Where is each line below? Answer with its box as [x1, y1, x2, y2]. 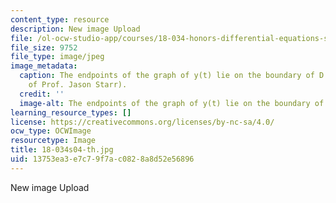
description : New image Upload [10, 24, 141, 34]
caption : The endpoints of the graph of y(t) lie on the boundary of [19, 71, 315, 81]
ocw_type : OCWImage [10, 126, 92, 136]
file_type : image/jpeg [10, 52, 105, 62]
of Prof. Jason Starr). [28, 80, 128, 90]
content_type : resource [10, 14, 110, 25]
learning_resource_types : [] [10, 107, 132, 118]
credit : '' [19, 89, 65, 99]
